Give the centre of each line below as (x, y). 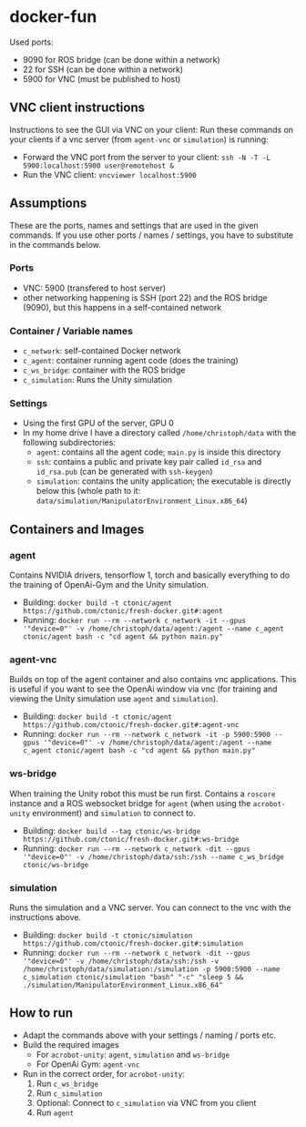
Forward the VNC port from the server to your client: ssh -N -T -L (147, 157)
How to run (41, 1013)
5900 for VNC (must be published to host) (102, 78)
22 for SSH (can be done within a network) (103, 69)
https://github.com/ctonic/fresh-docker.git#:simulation (133, 944)
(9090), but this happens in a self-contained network (122, 307)
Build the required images (71, 1044)
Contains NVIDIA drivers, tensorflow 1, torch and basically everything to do (150, 575)
